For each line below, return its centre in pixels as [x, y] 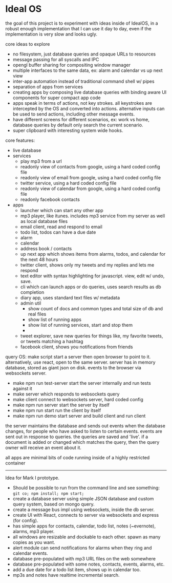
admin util [31, 303]
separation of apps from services [48, 87]
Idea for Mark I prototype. [33, 478]
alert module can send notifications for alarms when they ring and [82, 548]
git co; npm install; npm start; [48, 494]
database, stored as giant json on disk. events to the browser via [73, 367]
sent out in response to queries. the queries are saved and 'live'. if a [77, 437]
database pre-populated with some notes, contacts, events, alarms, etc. [89, 564]
